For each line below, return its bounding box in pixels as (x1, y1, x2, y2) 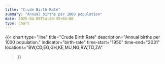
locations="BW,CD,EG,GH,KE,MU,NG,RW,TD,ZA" (5, 44, 103, 50)
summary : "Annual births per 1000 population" (5, 12, 102, 17)
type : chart (5, 21, 30, 26)
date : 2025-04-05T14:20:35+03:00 (5, 16, 74, 21)
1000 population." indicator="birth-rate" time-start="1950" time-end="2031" (5, 40, 160, 45)
